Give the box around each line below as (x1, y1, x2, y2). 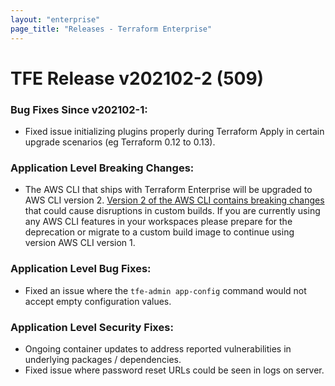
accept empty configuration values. (24, 295, 172, 307)
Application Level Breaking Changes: (10, 161, 195, 175)
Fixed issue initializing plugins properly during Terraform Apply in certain (24, 125, 325, 137)
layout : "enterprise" (10, 14, 101, 25)
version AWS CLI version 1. (24, 237, 136, 249)
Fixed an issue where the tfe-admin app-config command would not (24, 284, 307, 296)
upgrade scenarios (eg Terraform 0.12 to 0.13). (24, 136, 216, 148)
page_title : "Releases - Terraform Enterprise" (10, 24, 213, 34)
